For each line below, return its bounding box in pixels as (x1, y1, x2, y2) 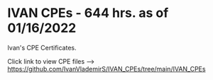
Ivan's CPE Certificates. (7, 43, 77, 52)
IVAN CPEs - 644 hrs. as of (7, 5, 169, 21)
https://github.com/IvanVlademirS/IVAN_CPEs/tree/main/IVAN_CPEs (7, 64, 206, 73)
